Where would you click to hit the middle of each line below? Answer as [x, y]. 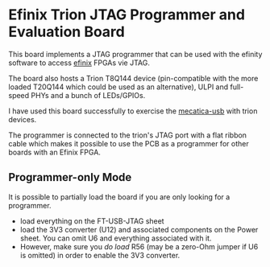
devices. [23, 119]
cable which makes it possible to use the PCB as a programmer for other [129, 143]
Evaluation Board [66, 32]
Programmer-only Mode [70, 177]
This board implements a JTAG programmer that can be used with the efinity [135, 54]
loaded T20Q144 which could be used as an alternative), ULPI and [118, 87]
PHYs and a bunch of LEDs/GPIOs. [88, 95]
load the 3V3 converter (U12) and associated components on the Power [139, 229]
